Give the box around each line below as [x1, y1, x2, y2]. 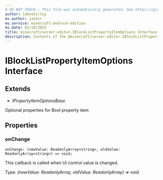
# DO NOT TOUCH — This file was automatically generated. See [5, 7, 133, 12]
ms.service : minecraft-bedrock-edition [5, 20, 86, 26]
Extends [5, 85, 31, 93]
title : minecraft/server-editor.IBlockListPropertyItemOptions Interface [5, 30, 158, 35]
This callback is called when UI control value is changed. [5, 160, 119, 165]
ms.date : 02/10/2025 [5, 25, 47, 30]
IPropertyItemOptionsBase [12, 98, 65, 104]
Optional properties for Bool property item [5, 107, 89, 113]
